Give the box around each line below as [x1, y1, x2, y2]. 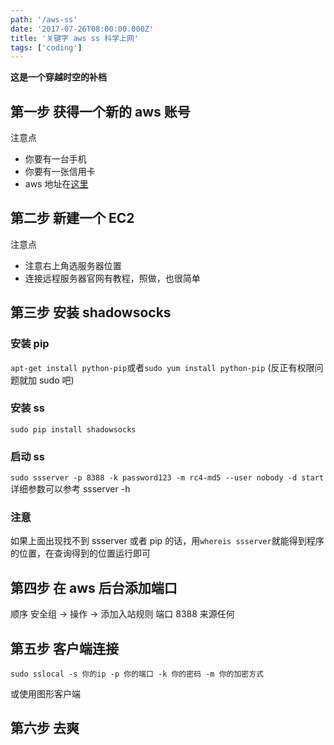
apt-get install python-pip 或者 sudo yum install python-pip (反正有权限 [10, 361, 315, 373]
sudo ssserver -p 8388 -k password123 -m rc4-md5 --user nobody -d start [10, 473, 325, 483]
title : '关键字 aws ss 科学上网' [10, 33, 139, 43]
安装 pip [10, 337, 50, 351]
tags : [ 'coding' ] [10, 42, 83, 53]
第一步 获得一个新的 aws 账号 [10, 103, 191, 120]
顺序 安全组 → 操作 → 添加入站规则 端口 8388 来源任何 [10, 608, 235, 620]
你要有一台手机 [24, 153, 87, 165]
